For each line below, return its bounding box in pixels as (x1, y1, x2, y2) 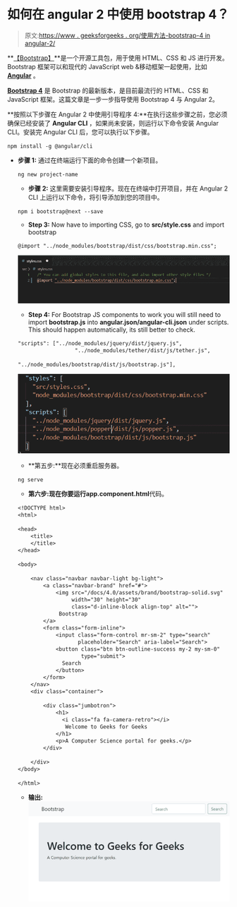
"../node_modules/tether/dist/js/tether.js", (74, 347, 211, 354)
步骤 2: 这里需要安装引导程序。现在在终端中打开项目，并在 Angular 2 (28, 184, 229, 193)
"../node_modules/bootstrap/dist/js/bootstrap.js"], (17, 361, 176, 368)
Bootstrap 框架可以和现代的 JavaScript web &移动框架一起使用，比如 (7, 62, 208, 71)
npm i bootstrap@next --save (17, 208, 104, 215)
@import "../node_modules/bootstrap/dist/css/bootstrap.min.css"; (17, 242, 217, 249)
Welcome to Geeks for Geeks (65, 723, 148, 731)
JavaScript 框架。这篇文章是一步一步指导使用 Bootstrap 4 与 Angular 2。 (7, 95, 219, 103)
